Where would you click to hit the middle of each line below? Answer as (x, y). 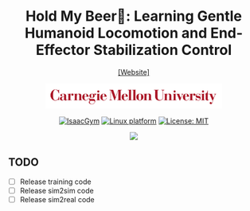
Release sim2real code (57, 199)
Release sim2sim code (57, 190)
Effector (63, 50)
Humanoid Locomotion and (116, 33)
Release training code (55, 182)
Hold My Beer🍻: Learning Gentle (134, 16)
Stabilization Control (163, 50)
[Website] (134, 72)
